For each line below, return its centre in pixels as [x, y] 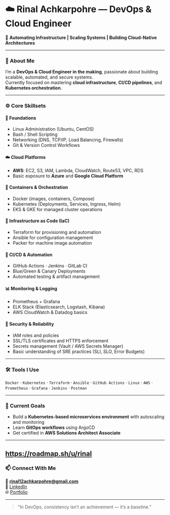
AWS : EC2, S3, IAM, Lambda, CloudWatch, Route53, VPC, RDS [78, 170]
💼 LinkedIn [16, 487]
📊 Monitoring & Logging [31, 288]
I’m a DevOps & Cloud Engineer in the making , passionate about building [82, 72]
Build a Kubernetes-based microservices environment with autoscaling [88, 417]
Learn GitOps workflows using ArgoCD [54, 427]
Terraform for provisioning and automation [57, 232]
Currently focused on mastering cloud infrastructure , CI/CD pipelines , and [84, 83]
